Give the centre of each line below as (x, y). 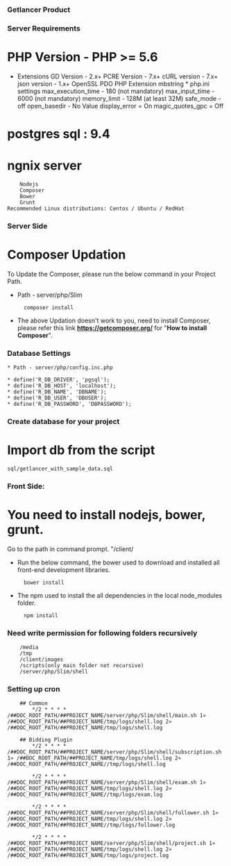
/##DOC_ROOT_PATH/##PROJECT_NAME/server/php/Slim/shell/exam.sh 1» (107, 783)
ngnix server (44, 166)
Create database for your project (63, 421)
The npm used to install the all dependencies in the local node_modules (120, 595)
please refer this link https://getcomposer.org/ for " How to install (112, 327)
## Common (34, 703)
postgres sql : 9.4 (59, 134)
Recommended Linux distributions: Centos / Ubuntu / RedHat (96, 209)
